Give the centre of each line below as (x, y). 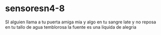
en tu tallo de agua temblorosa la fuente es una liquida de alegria (71, 27)
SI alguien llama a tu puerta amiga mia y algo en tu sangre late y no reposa (81, 22)
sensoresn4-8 (35, 9)
